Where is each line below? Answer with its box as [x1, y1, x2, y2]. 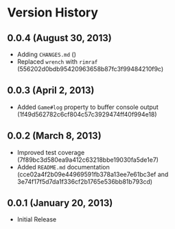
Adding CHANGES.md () [16, 50, 77, 58]
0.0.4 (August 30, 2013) [7, 32, 112, 44]
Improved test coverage [16, 148, 85, 156]
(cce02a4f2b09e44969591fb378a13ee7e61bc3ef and [16, 170, 169, 178]
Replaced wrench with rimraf [16, 58, 98, 66]
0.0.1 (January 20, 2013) [7, 197, 113, 209]
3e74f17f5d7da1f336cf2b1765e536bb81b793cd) [16, 177, 153, 186]
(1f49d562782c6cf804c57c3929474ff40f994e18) [16, 110, 157, 118]
